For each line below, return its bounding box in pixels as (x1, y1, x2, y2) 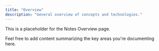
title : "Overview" (5, 7, 44, 12)
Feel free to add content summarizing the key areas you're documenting (5, 35, 154, 41)
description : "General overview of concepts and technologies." (5, 12, 142, 17)
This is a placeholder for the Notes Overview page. (5, 25, 110, 31)
